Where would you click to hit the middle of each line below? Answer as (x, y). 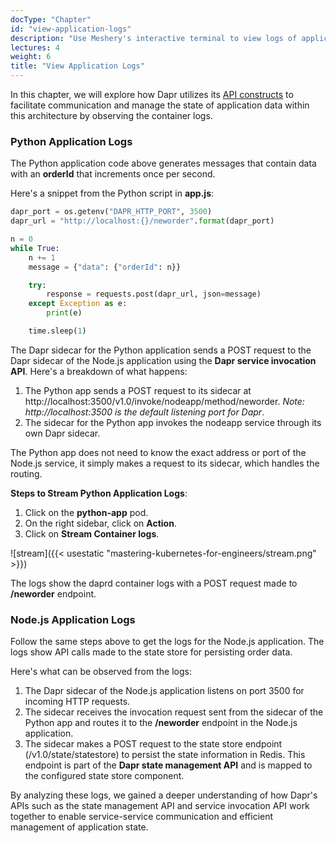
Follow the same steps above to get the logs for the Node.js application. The (167, 642)
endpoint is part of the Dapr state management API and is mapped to (168, 765)
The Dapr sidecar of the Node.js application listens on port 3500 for (164, 691)
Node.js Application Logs (73, 619)
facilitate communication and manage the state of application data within (160, 105)
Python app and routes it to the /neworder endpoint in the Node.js (161, 723)
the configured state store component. (104, 776)
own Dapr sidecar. (62, 433)
